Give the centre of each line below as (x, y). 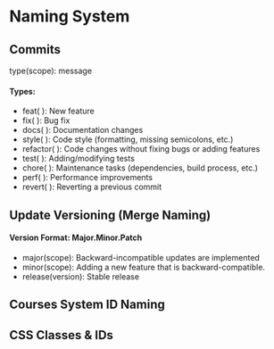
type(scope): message (50, 71)
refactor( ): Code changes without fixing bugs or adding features (141, 149)
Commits (35, 50)
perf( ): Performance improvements (87, 178)
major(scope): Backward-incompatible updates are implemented (141, 257)
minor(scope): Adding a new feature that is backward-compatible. (144, 267)
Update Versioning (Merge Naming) (110, 215)
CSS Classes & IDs (62, 335)
